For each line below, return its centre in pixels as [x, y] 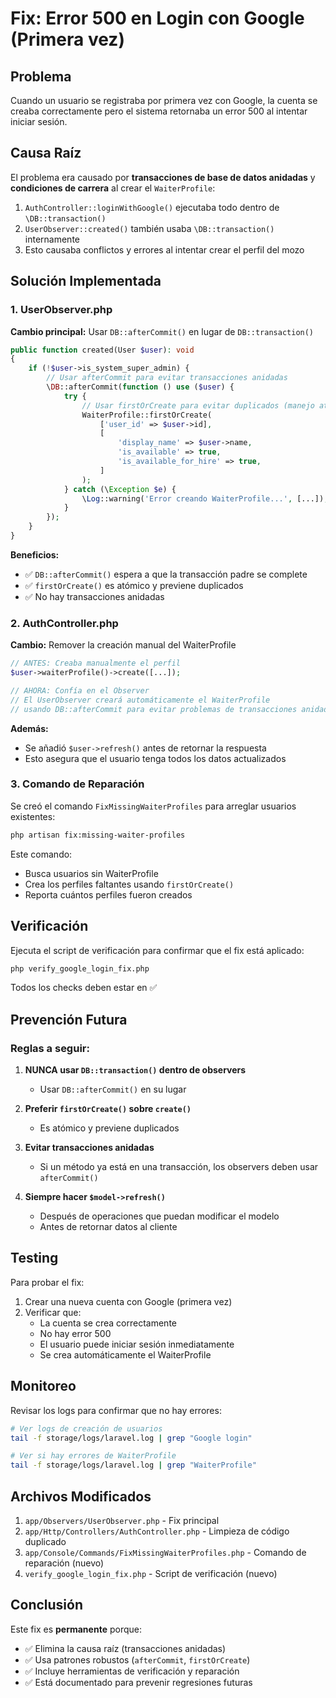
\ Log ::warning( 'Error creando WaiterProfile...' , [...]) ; [205, 498]
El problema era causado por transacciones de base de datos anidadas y [163, 177]
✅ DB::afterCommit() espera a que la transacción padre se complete [166, 574]
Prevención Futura [69, 1019]
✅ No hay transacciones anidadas [94, 596]
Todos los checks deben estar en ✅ [84, 988]
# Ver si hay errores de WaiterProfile [93, 1456]
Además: [29, 728]
